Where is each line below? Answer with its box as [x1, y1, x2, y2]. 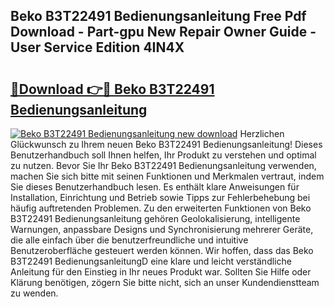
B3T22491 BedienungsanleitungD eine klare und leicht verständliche [10, 255, 292, 267]
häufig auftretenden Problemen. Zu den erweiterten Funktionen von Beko [10, 202, 312, 214]
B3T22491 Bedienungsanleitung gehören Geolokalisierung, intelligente [10, 213, 301, 224]
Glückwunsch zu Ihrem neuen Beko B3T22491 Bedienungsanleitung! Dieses [10, 139, 323, 150]
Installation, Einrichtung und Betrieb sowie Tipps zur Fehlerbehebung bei [10, 192, 311, 203]
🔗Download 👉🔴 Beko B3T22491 [10, 80, 215, 98]
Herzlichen [239, 128, 285, 139]
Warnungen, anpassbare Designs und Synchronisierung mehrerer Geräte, [10, 224, 314, 235]
